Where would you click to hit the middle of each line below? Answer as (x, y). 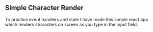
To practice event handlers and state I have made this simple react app (77, 19)
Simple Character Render (44, 8)
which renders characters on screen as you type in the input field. (72, 24)
